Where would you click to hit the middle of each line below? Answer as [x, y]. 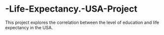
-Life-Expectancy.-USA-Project [71, 9]
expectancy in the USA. [29, 27]
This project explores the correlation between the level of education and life [82, 22]
